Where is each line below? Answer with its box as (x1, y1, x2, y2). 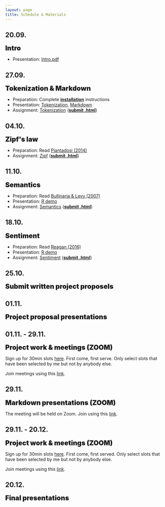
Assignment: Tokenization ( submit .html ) (12, 107, 98, 113)
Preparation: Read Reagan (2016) (12, 243, 81, 249)
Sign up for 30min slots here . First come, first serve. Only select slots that (5, 356, 157, 361)
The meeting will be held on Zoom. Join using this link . (5, 410, 118, 416)
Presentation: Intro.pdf (12, 56, 59, 62)
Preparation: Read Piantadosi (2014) (12, 147, 87, 153)
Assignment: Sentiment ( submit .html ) (12, 255, 92, 261)
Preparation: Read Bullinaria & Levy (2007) (12, 193, 100, 199)
